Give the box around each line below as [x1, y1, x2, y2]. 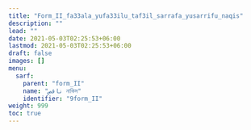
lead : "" [8, 27, 38, 35]
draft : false [8, 49, 52, 57]
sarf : [15, 72, 35, 80]
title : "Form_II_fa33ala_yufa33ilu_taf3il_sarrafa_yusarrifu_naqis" [8, 11, 244, 20]
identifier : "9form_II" [23, 94, 103, 103]
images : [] [8, 57, 45, 65]
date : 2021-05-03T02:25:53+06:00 [8, 34, 121, 43]
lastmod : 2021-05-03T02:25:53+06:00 [8, 42, 132, 50]
